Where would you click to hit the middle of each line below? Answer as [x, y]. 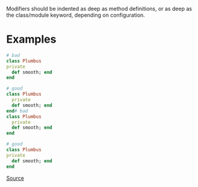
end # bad [17, 111]
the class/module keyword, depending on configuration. [76, 15]
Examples [31, 39]
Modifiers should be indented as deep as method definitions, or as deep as [99, 9]
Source [15, 178]
